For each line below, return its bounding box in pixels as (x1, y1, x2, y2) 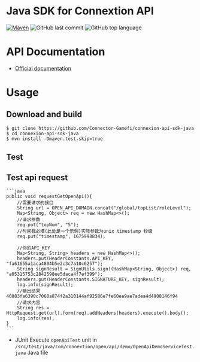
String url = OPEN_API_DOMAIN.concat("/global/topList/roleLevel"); (17, 205, 192, 211)
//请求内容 (17, 300, 41, 306)
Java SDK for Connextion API (6, 4, 154, 18)
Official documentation (14, 65, 72, 72)
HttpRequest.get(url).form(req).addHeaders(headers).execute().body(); (6, 310, 189, 317)
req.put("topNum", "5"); (17, 222, 79, 228)
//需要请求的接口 (17, 200, 54, 206)
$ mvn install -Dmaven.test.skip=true (6, 136, 103, 142)
